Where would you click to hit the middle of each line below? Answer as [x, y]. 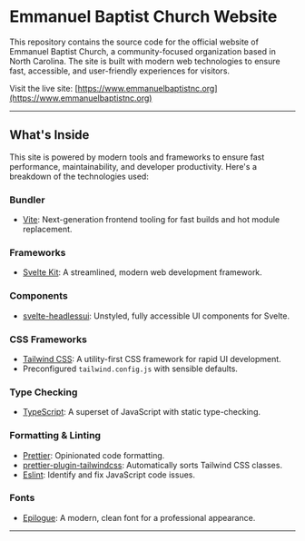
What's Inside [49, 135]
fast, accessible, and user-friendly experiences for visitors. [119, 71]
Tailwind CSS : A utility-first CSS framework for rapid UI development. [152, 359]
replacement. [47, 230]
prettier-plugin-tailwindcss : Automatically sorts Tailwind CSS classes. [152, 465]
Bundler [27, 200]
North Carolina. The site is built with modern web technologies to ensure [145, 61]
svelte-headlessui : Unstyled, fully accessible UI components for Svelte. [156, 316]
